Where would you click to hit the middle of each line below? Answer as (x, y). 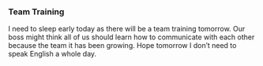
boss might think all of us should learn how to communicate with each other (131, 37)
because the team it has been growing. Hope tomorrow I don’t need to (122, 46)
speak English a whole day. (53, 54)
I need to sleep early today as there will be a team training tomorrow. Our (127, 29)
